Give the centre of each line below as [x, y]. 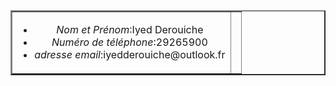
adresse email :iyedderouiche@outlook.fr [130, 54]
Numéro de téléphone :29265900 [129, 42]
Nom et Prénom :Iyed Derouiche [130, 29]
